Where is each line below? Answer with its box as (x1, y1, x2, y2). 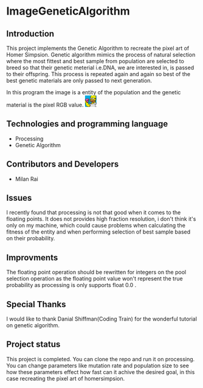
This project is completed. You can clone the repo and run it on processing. (6, 355, 195, 362)
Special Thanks (6, 299, 66, 310)
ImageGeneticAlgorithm (6, 4, 130, 18)
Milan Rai (15, 175, 38, 182)
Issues (6, 193, 32, 203)
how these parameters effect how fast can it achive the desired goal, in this (6, 368, 195, 375)
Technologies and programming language (6, 119, 168, 129)
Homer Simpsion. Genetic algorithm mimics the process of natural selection (6, 51, 196, 58)
